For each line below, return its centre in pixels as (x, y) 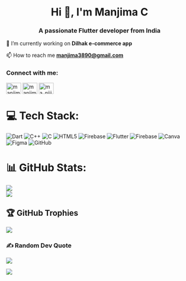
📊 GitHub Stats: (46, 167)
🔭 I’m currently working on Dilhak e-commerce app (69, 43)
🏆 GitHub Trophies (42, 213)
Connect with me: (32, 73)
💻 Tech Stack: (43, 116)
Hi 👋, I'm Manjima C (100, 12)
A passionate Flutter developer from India (100, 31)
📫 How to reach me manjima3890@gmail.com (65, 55)
